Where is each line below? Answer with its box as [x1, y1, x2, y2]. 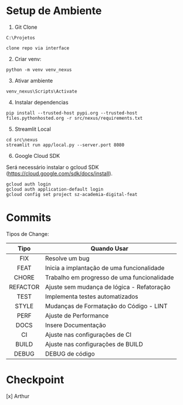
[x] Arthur [6, 392, 30, 400]
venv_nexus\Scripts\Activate [6, 88, 77, 95]
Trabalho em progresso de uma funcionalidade [45, 273, 174, 281]
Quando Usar [90, 244, 129, 252]
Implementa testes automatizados [45, 292, 139, 301]
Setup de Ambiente [6, 4, 102, 18]
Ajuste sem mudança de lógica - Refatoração [45, 283, 171, 291]
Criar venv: [14, 55, 42, 62]
